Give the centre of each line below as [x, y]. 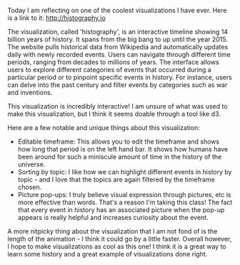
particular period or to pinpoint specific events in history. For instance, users [120, 77]
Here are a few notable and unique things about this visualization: [104, 127]
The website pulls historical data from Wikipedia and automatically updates [118, 47]
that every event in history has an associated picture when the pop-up [121, 210]
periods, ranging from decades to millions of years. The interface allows [113, 62]
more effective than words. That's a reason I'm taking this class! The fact [125, 202]
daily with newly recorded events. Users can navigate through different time [119, 54]
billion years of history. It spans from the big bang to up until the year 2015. [118, 39]
